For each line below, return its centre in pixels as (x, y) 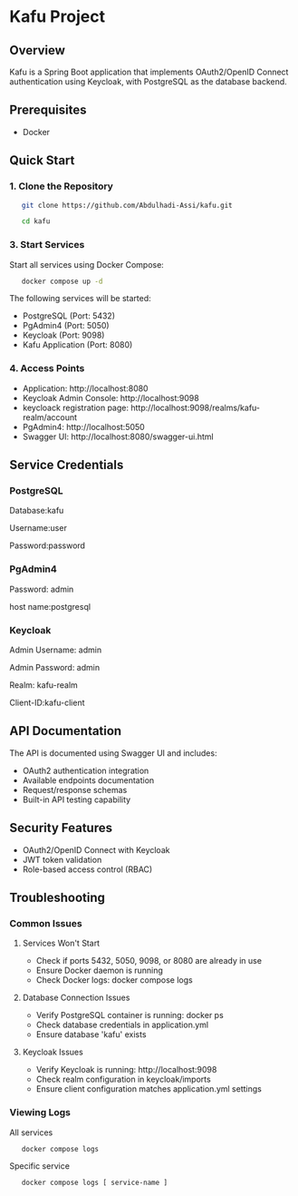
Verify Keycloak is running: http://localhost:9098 (126, 1070)
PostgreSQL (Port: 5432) (69, 316)
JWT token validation (62, 859)
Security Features (61, 828)
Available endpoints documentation (88, 780)
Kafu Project (58, 17)
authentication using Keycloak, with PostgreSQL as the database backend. (148, 82)
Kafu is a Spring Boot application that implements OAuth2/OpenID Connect (149, 72)
